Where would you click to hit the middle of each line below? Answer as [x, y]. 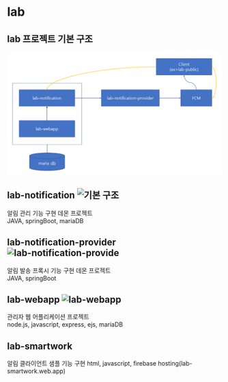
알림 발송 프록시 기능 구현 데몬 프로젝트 [59, 270]
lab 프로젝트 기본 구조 [50, 39]
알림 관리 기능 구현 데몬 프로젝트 [50, 213]
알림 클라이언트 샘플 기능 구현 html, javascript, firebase [82, 364]
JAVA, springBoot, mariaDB [45, 220]
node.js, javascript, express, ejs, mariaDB [65, 324]
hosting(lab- [175, 364]
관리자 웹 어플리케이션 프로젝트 [48, 317]
